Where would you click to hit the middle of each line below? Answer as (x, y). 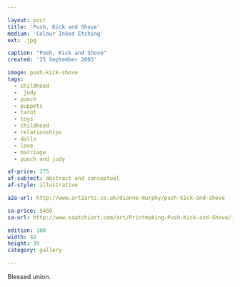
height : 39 (24, 243)
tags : (15, 79)
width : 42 (22, 237)
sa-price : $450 (30, 211)
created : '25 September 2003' (52, 60)
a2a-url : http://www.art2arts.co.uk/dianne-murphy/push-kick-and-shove (116, 198)
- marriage (30, 152)
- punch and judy (40, 159)
